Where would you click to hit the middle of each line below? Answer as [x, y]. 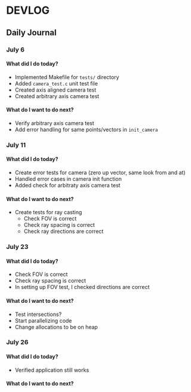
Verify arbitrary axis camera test [54, 123]
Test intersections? [38, 314]
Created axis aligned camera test [56, 90]
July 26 [17, 342]
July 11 [16, 145]
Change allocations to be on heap [56, 327]
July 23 [17, 247]
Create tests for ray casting [48, 212]
